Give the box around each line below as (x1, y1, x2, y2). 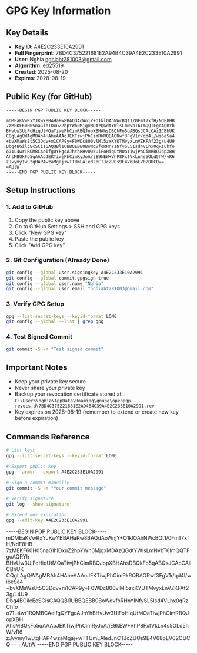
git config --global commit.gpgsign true (6, 275, 109, 281)
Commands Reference (6, 432, 90, 442)
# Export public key (6, 463, 57, 470)
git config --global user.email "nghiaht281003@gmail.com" (6, 286, 154, 292)
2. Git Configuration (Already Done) (6, 256, 110, 264)
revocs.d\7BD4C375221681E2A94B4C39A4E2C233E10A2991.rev (14, 403, 155, 409)
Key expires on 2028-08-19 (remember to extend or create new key (14, 408, 179, 415)
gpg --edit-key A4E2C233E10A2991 (6, 517, 88, 523)
